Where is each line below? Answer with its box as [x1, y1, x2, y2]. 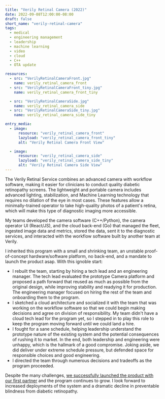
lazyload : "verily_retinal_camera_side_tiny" [18, 158, 113, 163]
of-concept [5, 253, 28, 259]
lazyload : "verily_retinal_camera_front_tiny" [18, 135, 116, 140]
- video [9, 49, 26, 53]
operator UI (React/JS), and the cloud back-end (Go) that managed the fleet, [5, 222, 160, 228]
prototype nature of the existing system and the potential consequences [12, 331, 159, 337]
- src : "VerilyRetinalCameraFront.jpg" [9, 76, 92, 81]
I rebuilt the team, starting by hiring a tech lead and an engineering [12, 268, 148, 274]
